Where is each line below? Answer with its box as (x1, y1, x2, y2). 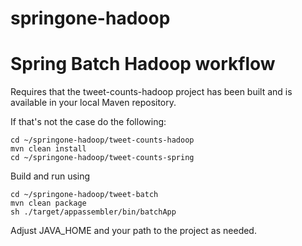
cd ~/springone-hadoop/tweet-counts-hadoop (10, 135, 195, 146)
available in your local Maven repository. (10, 97, 177, 109)
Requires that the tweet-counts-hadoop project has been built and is (10, 86, 293, 98)
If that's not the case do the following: (10, 116, 167, 128)
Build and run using (10, 170, 91, 182)
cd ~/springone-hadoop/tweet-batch (10, 190, 159, 200)
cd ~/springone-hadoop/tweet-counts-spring (10, 153, 195, 163)
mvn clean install (10, 144, 87, 154)
